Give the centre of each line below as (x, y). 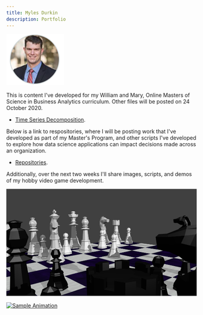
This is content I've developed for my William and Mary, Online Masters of (98, 95)
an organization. (26, 151)
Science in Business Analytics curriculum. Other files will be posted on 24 (98, 101)
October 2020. (24, 108)
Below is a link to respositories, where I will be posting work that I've (91, 131)
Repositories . (31, 162)
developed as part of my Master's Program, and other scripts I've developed (101, 138)
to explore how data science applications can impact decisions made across (101, 144)
